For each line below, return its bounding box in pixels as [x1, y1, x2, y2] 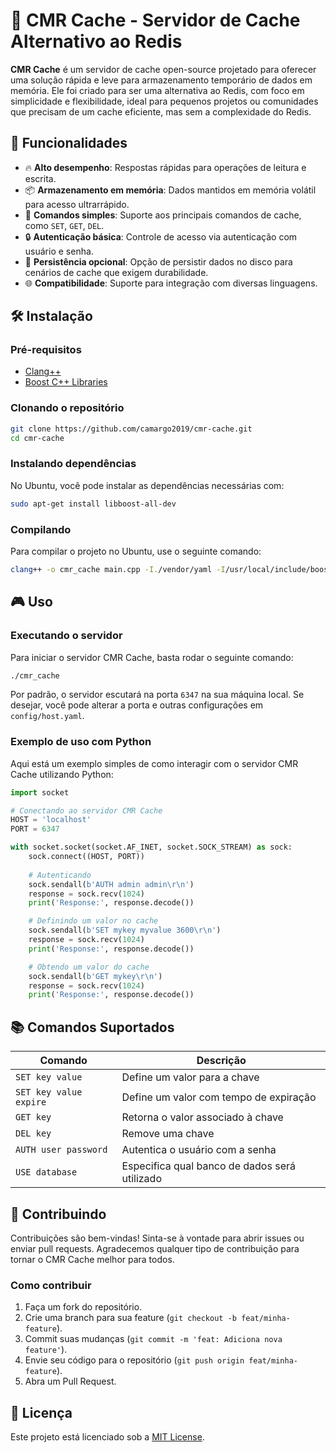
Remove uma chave [121, 1127, 215, 1141]
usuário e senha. [24, 245, 94, 257]
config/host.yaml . [10, 710, 85, 722]
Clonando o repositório [10, 401, 125, 415]
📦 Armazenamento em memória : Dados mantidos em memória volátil [24, 184, 317, 196]
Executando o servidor [10, 629, 123, 643]
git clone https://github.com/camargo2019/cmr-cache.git [10, 424, 253, 434]
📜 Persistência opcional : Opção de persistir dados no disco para [24, 255, 293, 268]
